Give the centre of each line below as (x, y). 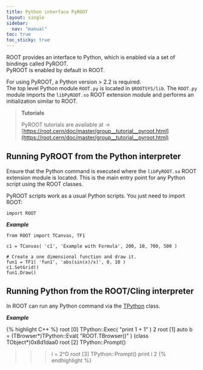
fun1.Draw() (21, 273)
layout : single (25, 18)
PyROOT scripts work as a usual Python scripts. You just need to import (96, 196)
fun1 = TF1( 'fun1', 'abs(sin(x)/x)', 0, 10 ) (66, 262)
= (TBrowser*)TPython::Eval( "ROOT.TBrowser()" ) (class (78, 335)
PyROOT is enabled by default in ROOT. (55, 70)
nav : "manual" (29, 29)
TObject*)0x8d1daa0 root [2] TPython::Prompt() (66, 342)
